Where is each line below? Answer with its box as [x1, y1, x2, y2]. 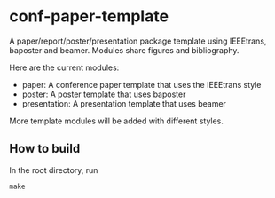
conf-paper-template [9, 6, 169, 27]
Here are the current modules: [9, 62, 120, 73]
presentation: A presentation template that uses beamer [21, 98, 226, 108]
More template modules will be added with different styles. [9, 115, 224, 126]
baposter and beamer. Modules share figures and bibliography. [9, 44, 240, 55]
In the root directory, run [9, 164, 98, 175]
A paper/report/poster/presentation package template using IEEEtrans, [9, 36, 267, 46]
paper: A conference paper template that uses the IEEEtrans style [21, 79, 262, 90]
